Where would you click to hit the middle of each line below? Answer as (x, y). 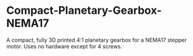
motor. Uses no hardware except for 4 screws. (64, 46)
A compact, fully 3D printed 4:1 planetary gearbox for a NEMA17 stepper (96, 40)
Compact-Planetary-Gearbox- (84, 11)
